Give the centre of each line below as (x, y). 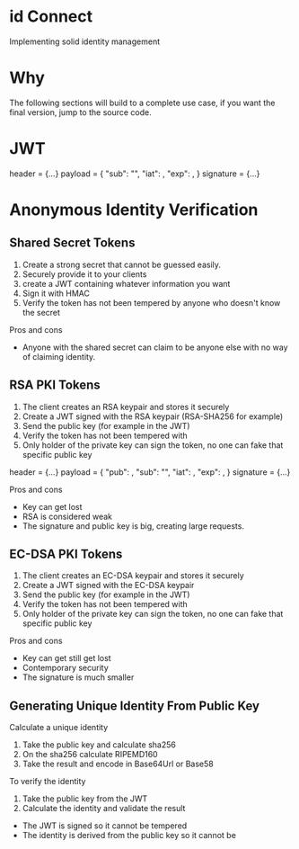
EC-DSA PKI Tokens (66, 554)
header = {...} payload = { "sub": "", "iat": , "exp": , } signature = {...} (135, 174)
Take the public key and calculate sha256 (99, 745)
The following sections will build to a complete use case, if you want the (142, 103)
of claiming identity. (59, 356)
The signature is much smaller (78, 677)
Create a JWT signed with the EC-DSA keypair (108, 585)
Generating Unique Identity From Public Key (135, 706)
